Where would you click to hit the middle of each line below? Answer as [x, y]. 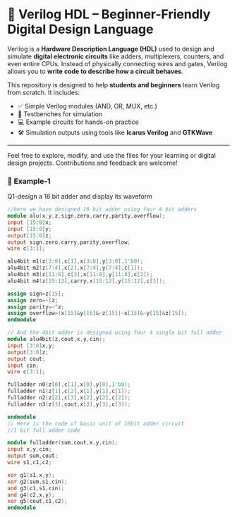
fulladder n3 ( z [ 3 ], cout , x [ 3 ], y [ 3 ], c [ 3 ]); [69, 404]
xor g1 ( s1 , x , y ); [31, 475]
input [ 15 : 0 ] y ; [30, 229]
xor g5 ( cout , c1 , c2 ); [38, 502]
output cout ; [26, 359]
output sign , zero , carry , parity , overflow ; [69, 242]
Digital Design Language [80, 29]
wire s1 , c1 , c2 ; [30, 463]
